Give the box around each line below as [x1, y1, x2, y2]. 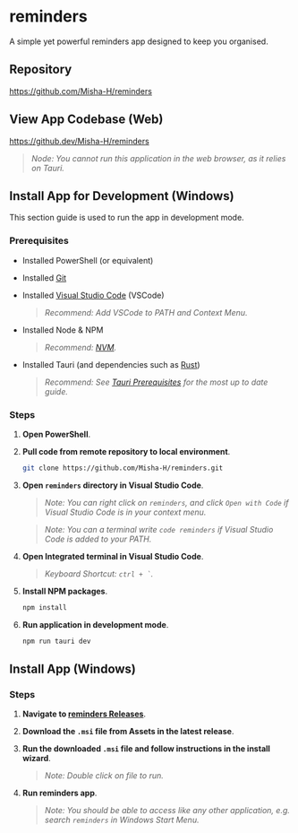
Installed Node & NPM [21, 325, 104, 335]
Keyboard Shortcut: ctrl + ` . [44, 568, 154, 579]
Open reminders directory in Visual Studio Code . [21, 480, 204, 490]
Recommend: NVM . [44, 342, 117, 352]
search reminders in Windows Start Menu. [44, 814, 200, 826]
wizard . [21, 753, 51, 764]
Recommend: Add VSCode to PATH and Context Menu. [44, 307, 248, 317]
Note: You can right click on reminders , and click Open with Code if [44, 497, 289, 508]
